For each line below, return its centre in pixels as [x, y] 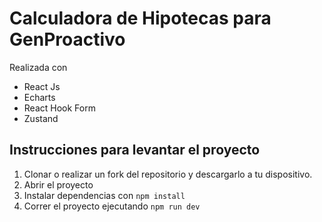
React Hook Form [59, 108]
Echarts [39, 97]
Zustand [41, 118]
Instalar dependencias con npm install [104, 195]
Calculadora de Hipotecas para [140, 18]
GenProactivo [67, 39]
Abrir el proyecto [58, 184]
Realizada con [38, 67]
